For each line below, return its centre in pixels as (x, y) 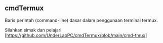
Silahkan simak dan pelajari (33, 30)
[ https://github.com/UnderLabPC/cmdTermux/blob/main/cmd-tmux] (76, 35)
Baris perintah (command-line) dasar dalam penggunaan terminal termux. (81, 20)
